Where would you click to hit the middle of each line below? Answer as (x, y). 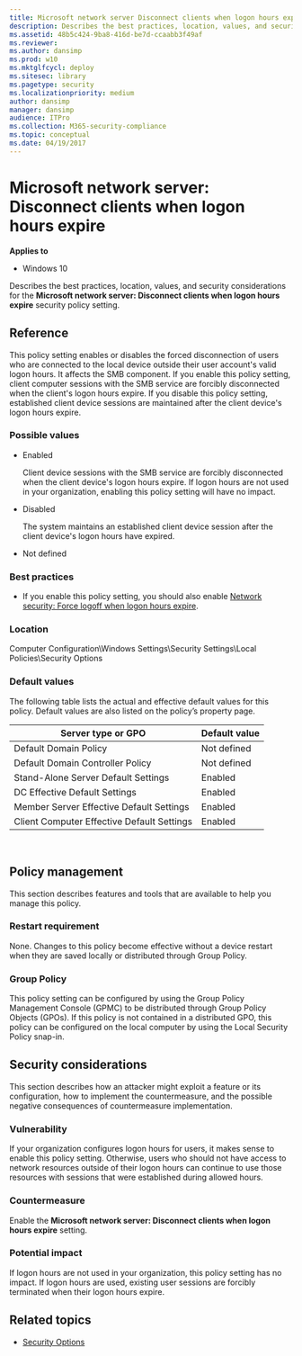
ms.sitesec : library (48, 76)
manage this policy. (45, 903)
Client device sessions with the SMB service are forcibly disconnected (153, 472)
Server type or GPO (103, 732)
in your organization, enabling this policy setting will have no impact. (149, 491)
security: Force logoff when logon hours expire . (111, 606)
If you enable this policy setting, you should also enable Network (142, 597)
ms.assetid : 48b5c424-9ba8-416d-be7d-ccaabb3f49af (106, 34)
